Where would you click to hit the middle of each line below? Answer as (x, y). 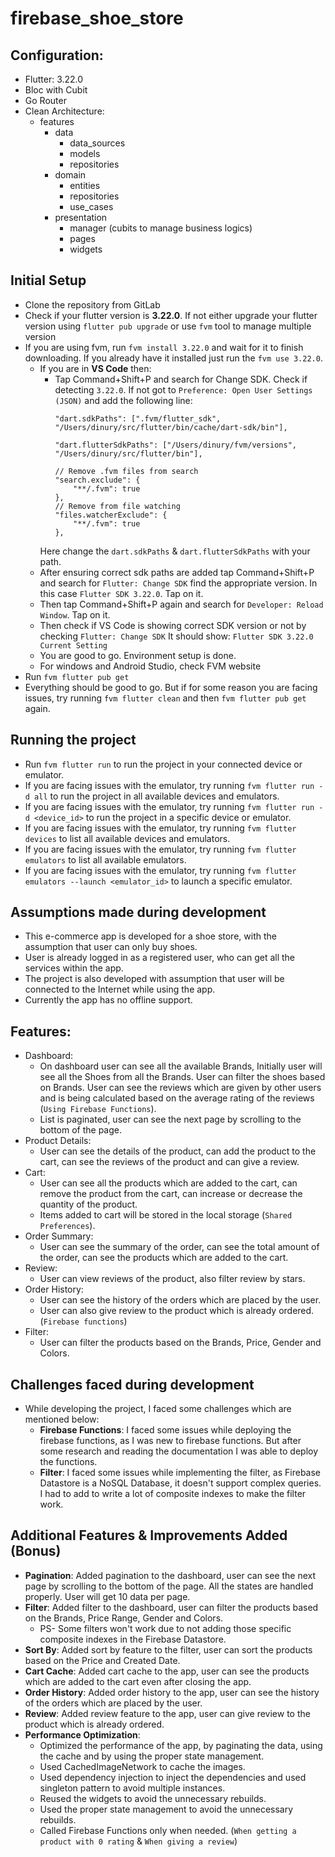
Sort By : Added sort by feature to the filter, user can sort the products (168, 1649)
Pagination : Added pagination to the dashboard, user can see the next (170, 1575)
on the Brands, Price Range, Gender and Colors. (124, 1618)
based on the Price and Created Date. (102, 1660)
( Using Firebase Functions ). (98, 1109)
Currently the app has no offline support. (108, 1000)
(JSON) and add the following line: (123, 400)
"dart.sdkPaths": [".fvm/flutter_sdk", (138, 418)
